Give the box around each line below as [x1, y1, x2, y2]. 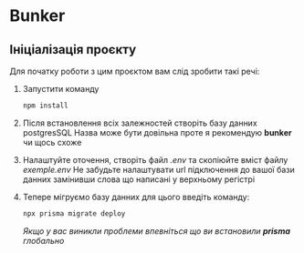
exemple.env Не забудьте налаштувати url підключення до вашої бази [22, 164, 295, 175]
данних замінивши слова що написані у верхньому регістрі [22, 174, 256, 185]
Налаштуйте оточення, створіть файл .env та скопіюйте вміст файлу [22, 154, 288, 165]
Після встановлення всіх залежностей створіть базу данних [22, 117, 257, 128]
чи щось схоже [22, 137, 82, 147]
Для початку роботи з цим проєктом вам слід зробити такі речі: [9, 66, 260, 76]
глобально [22, 235, 65, 246]
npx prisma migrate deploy [22, 208, 126, 218]
